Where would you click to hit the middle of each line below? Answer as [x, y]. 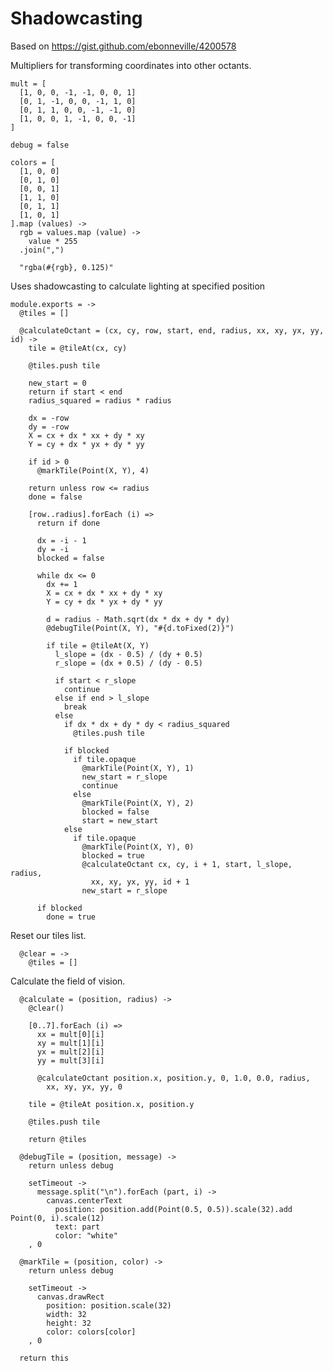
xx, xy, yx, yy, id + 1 [140, 882]
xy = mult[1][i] [70, 1043]
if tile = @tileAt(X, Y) [98, 645]
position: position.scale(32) [109, 1305]
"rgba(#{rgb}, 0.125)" [66, 267]
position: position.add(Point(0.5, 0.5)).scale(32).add [173, 1209]
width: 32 [66, 1314]
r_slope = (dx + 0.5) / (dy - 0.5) [128, 663]
